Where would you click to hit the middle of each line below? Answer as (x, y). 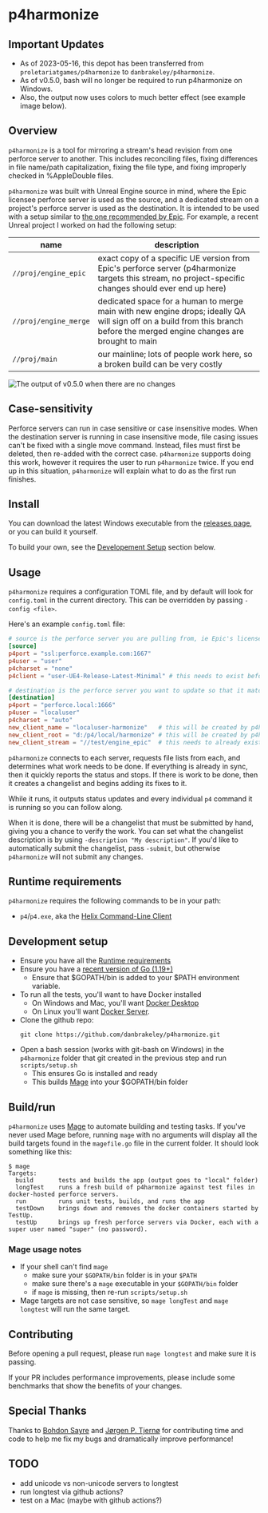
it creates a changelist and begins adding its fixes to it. (98, 783)
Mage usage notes (45, 1249)
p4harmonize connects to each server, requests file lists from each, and (124, 757)
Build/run (32, 1107)
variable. (46, 986)
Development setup (58, 941)
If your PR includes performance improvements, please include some (122, 1378)
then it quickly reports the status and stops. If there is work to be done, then (133, 774)
